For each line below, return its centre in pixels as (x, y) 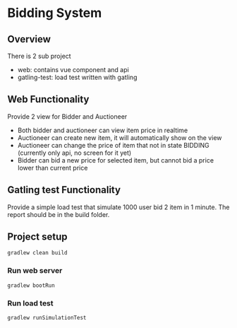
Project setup (38, 237)
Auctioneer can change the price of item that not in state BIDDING (113, 145)
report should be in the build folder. (59, 214)
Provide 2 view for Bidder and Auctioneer (67, 116)
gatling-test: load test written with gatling (77, 77)
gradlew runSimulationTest (47, 318)
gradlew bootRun (31, 285)
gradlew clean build (38, 253)
